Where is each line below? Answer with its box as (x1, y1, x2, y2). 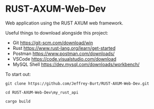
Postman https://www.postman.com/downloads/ (12, 50, 115, 57)
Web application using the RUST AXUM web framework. (5, 20, 123, 26)
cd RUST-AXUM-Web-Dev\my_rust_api (5, 90, 79, 95)
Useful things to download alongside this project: (5, 30, 109, 36)
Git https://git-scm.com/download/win (12, 39, 93, 46)
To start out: (5, 71, 31, 77)
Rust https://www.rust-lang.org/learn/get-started (12, 45, 116, 51)
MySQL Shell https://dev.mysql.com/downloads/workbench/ (12, 61, 140, 67)
